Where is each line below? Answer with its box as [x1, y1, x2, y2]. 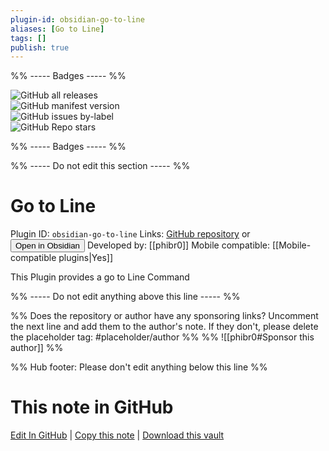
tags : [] [10, 33, 47, 43]
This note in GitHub [10, 396, 174, 419]
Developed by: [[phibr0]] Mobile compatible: [86, 239, 270, 251]
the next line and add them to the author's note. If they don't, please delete [10, 321, 319, 333]
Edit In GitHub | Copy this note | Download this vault [10, 429, 225, 441]
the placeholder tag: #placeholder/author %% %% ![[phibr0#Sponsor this [10, 331, 315, 343]
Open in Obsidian [15, 241, 80, 251]
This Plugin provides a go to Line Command [10, 271, 190, 283]
